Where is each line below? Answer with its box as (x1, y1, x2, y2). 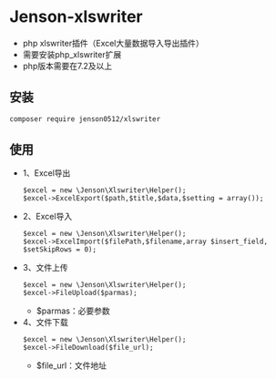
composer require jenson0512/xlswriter (9, 114, 161, 124)
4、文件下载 (22, 317, 68, 328)
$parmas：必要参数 (36, 305, 111, 316)
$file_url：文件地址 (36, 360, 107, 371)
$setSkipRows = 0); (22, 245, 97, 254)
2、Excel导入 (22, 211, 73, 222)
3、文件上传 (22, 262, 68, 273)
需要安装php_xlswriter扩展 (22, 48, 122, 60)
